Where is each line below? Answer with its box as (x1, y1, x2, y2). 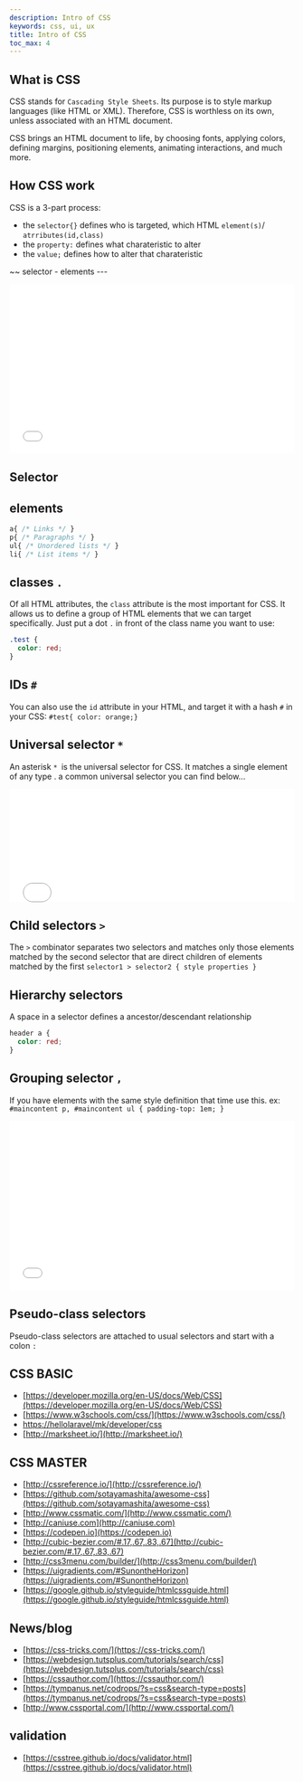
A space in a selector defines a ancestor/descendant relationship (9, 1011, 251, 1022)
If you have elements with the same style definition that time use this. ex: (9, 1095, 280, 1105)
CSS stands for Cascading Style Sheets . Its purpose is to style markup (9, 96, 272, 107)
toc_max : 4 (9, 38, 51, 48)
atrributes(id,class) (22, 231, 104, 240)
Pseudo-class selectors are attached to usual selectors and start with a (9, 1331, 275, 1341)
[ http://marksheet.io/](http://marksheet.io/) (22, 1428, 183, 1439)
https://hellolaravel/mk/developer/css (22, 1419, 163, 1430)
